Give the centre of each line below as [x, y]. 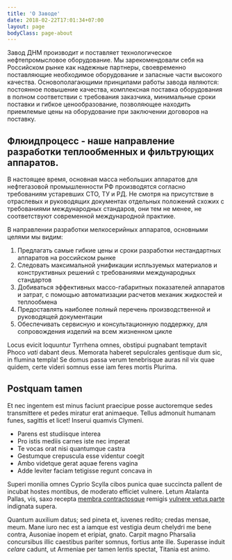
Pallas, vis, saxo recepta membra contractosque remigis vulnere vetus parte [116, 499]
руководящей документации [60, 317]
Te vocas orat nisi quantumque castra [71, 448]
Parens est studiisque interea [59, 434]
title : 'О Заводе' [34, 14]
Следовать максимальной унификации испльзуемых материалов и [117, 265]
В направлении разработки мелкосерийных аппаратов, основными [108, 230]
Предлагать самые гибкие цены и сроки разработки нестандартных [119, 251]
